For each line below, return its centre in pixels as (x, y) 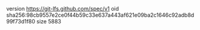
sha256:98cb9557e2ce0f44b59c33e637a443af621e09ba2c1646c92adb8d (100, 15)
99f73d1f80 (21, 21)
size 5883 (49, 21)
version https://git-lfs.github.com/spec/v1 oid (63, 9)
